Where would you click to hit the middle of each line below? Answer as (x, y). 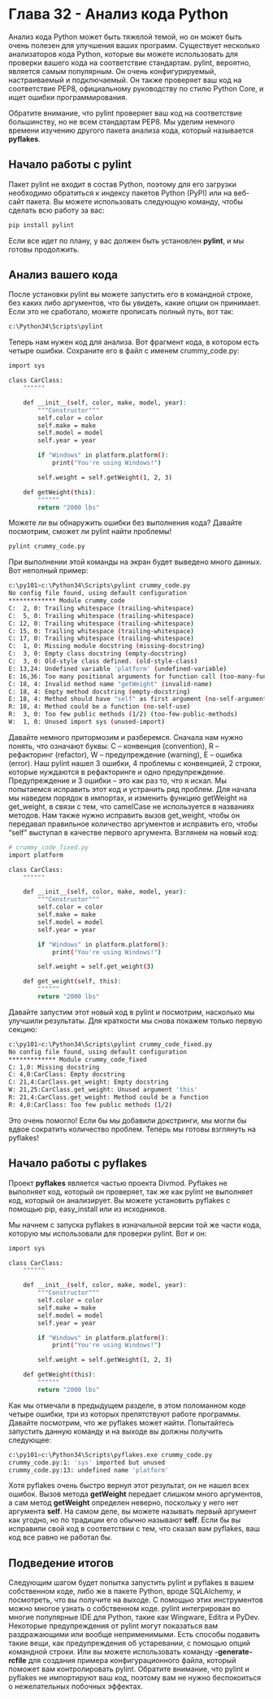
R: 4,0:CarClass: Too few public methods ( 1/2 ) (91, 1105)
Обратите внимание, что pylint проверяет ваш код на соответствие (125, 113)
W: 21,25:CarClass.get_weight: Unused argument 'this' (103, 1090)
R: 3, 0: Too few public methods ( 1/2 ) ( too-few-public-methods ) (123, 714)
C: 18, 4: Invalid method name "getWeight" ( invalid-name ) (110, 684)
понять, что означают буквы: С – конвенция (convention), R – (114, 746)
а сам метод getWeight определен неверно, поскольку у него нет (123, 1503)
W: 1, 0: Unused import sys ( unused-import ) (87, 722)
